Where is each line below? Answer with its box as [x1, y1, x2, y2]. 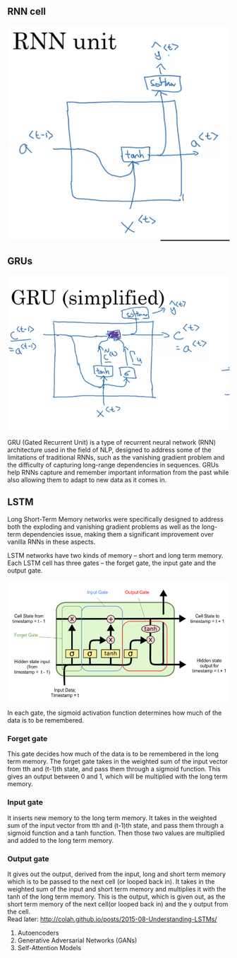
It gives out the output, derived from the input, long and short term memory [7, 870, 226, 879]
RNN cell [7, 6, 47, 18]
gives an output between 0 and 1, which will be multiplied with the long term [7, 772, 228, 781]
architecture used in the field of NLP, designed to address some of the [7, 445, 212, 454]
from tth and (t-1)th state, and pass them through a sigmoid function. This [7, 765, 221, 773]
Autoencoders [17, 929, 59, 937]
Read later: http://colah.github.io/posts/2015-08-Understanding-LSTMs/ [7, 915, 217, 923]
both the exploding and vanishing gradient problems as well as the [7, 522, 200, 531]
